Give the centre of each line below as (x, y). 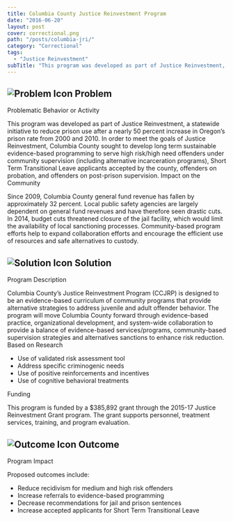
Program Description (37, 280)
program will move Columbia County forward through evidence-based (108, 316)
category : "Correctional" (45, 46)
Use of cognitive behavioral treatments (73, 381)
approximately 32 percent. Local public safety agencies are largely (103, 204)
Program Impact (30, 461)
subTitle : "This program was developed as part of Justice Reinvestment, (116, 65)
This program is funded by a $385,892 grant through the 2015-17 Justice (112, 407)
